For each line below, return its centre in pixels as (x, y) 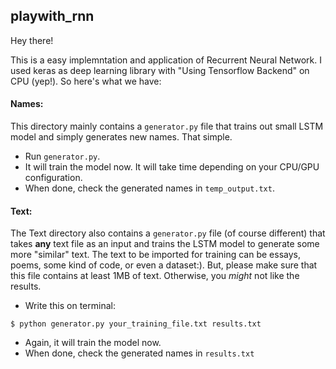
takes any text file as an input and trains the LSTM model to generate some (165, 244)
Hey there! (32, 40)
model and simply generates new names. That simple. (121, 137)
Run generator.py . (62, 156)
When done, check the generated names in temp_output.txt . (149, 188)
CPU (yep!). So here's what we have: (86, 81)
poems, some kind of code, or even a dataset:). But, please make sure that (164, 265)
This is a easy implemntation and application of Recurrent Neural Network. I (166, 60)
